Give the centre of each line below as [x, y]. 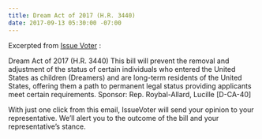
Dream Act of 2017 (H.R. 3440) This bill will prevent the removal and [119, 61]
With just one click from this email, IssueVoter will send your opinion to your [131, 109]
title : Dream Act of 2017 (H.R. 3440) [72, 15]
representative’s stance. [47, 126]
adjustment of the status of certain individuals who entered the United [122, 69]
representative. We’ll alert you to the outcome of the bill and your [114, 118]
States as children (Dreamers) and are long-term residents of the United [125, 77]
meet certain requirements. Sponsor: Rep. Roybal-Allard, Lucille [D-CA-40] [130, 94]
